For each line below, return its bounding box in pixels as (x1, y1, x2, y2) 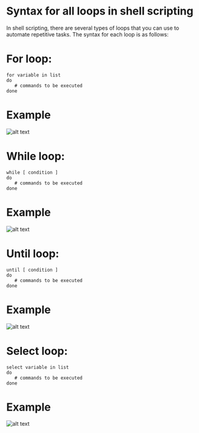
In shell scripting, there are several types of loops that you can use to (6, 24, 180, 32)
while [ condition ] (6, 169, 59, 175)
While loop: (6, 150, 65, 163)
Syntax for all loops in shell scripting (6, 4, 194, 18)
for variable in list (6, 72, 61, 78)
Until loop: (6, 247, 59, 260)
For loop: (6, 52, 52, 66)
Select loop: (6, 344, 68, 358)
